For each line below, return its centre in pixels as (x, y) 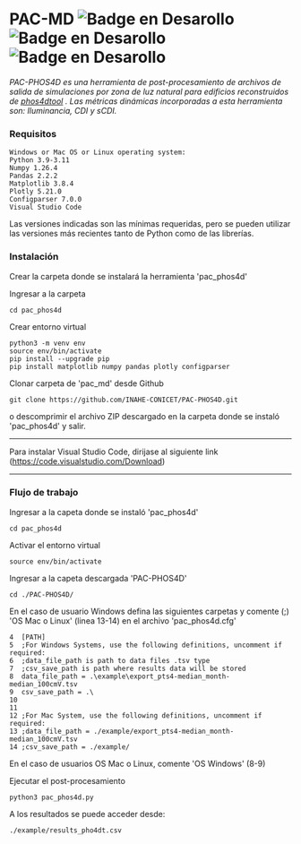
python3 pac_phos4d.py (52, 797)
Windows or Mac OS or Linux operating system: (98, 152)
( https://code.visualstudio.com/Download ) (87, 461)
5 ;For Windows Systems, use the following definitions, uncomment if (146, 645)
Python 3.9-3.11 (39, 160)
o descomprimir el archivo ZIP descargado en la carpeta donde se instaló (145, 416)
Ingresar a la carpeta (47, 293)
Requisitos (33, 133)
